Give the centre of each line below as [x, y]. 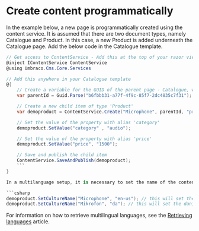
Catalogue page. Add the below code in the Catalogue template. [84, 46]
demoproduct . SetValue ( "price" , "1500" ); [67, 144]
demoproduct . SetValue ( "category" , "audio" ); [74, 128]
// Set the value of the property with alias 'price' [84, 139]
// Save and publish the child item [62, 155]
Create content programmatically [90, 11]
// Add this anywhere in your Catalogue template [69, 79]
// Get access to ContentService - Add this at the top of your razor [95, 57]
